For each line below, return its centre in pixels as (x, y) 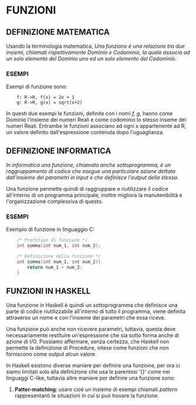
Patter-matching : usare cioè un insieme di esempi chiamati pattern (96, 390)
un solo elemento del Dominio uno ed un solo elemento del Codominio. (92, 59)
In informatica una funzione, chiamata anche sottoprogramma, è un (89, 165)
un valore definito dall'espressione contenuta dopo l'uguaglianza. (85, 132)
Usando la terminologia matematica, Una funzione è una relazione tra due (95, 46)
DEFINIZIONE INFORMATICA (59, 151)
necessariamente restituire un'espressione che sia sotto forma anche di (93, 336)
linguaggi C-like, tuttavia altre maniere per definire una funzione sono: (91, 378)
